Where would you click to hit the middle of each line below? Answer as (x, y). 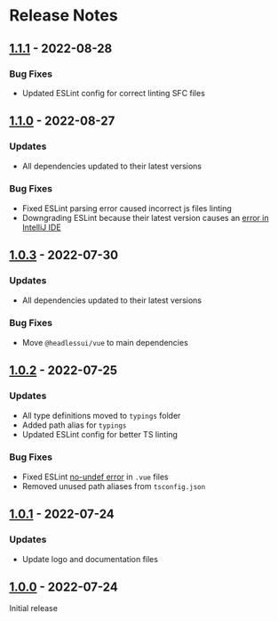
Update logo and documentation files (90, 559)
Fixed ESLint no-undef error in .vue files (95, 477)
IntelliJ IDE (41, 227)
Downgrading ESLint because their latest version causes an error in (145, 217)
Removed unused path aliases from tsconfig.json (114, 486)
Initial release (33, 609)
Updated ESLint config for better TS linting (99, 434)
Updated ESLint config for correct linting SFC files (114, 93)
